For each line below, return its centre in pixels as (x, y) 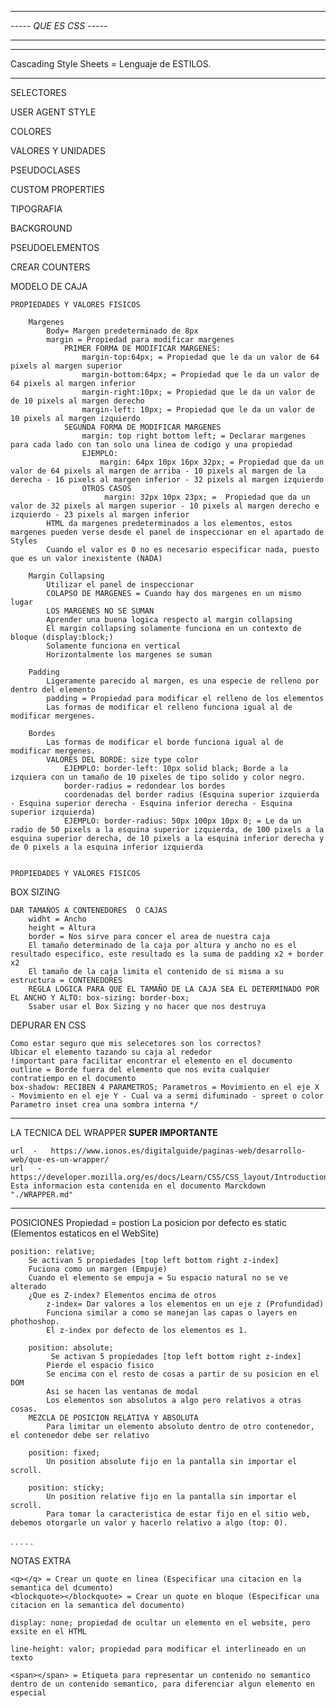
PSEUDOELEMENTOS (55, 247)
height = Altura (62, 928)
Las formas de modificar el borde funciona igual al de (165, 742)
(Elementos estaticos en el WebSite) (85, 1233)
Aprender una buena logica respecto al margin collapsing (169, 620)
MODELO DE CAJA (49, 286)
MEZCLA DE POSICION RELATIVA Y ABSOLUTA (113, 1418)
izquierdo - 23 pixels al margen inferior (100, 515)
